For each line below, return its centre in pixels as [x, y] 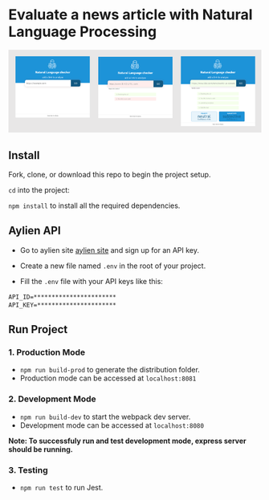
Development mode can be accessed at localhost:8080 [112, 425]
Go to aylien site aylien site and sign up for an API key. [109, 250]
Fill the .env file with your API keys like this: [91, 281]
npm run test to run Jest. [61, 488]
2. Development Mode [52, 399]
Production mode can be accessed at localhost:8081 [108, 378]
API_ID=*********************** [62, 297]
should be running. [41, 449]
